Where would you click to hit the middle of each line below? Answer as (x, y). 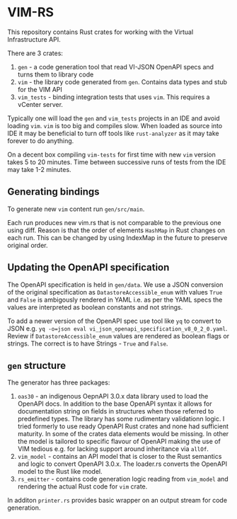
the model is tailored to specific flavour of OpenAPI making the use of (119, 441)
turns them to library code (56, 74)
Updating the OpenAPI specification (88, 267)
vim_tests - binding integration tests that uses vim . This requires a (114, 97)
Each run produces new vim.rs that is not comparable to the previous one (114, 222)
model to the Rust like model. (60, 472)
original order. (28, 245)
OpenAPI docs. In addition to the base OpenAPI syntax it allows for (115, 404)
